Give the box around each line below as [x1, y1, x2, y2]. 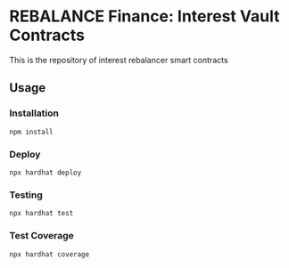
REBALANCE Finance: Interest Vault [9, 6, 280, 27]
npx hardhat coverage [9, 249, 90, 259]
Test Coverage [9, 230, 74, 242]
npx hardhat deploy [9, 167, 82, 177]
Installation [9, 107, 60, 119]
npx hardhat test [9, 209, 74, 218]
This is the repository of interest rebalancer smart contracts [9, 54, 229, 65]
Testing [9, 189, 43, 201]
